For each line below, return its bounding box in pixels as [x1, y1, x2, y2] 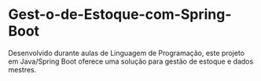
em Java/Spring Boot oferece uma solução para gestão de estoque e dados [8, 57, 254, 66]
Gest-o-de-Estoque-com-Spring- [8, 6, 232, 24]
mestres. [8, 64, 37, 74]
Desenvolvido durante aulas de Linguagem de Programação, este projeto [8, 48, 245, 57]
